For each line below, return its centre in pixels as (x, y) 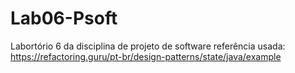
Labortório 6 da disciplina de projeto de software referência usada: (148, 46)
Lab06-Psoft (64, 18)
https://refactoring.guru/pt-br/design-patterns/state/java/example (146, 56)
